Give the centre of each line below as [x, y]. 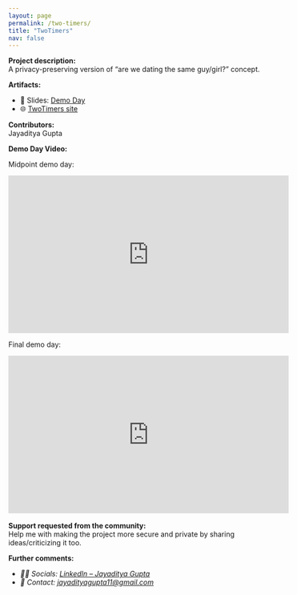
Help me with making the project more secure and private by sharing [121, 534]
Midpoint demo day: [41, 164]
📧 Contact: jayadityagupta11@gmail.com [87, 582]
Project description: [42, 61]
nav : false [26, 38]
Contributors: [31, 125]
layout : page [30, 16]
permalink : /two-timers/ [50, 23]
